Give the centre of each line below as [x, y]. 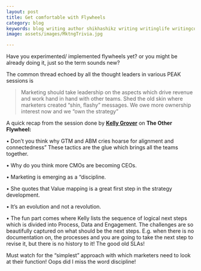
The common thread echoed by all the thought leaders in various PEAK [94, 74]
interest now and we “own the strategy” [69, 112]
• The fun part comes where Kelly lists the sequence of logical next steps [97, 218]
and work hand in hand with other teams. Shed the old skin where [102, 99]
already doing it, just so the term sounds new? [63, 63]
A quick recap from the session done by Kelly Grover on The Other [89, 123]
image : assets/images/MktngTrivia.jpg [54, 34]
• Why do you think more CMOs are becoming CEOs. [71, 165]
